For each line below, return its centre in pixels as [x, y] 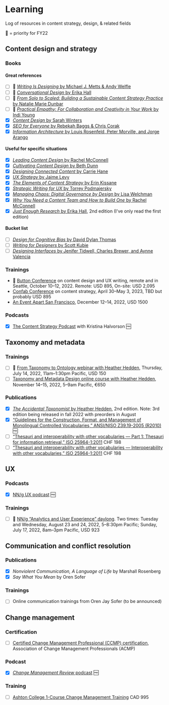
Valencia [21, 257]
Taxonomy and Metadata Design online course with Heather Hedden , [84, 379]
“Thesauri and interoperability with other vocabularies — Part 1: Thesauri [88, 436]
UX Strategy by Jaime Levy [41, 177]
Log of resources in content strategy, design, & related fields [68, 23]
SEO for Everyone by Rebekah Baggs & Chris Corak [66, 126]
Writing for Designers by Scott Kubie [50, 245]
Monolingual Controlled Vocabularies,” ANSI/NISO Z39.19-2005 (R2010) [87, 425]
